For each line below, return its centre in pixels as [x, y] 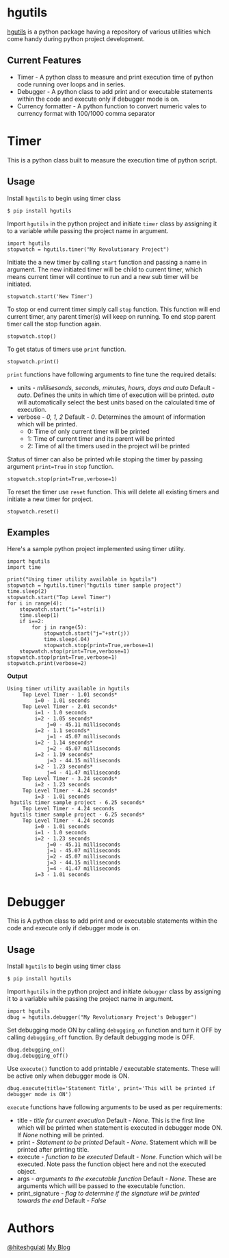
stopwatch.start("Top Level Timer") [59, 598]
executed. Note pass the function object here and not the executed [111, 1164]
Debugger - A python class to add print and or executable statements [115, 91]
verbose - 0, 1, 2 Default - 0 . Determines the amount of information [111, 417]
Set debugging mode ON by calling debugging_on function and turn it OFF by [114, 1030]
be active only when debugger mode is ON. [68, 1076]
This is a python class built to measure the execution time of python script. [112, 160]
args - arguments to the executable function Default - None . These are [117, 1179]
